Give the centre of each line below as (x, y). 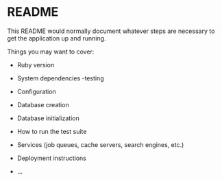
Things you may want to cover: (51, 52)
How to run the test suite (52, 131)
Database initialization (48, 118)
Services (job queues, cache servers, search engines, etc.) (100, 144)
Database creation (43, 104)
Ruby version (36, 65)
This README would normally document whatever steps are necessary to (111, 31)
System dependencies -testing (60, 78)
